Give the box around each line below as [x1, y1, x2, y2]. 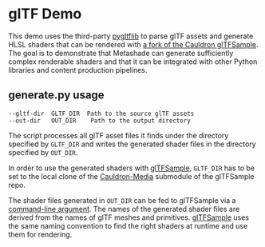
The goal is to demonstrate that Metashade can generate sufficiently [8, 48, 234, 58]
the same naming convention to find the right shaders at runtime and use [8, 221, 248, 230]
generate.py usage [8, 89, 105, 102]
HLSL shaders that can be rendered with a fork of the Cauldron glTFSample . [8, 39, 259, 49]
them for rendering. [8, 229, 73, 239]
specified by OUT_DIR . [8, 147, 78, 157]
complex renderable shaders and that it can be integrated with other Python [8, 57, 258, 66]
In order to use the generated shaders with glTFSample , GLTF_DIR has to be [8, 163, 255, 173]
